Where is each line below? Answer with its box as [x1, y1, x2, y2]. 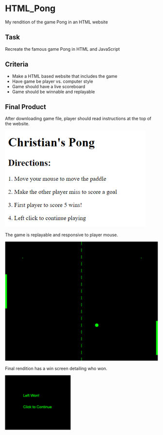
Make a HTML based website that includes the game [12, 73, 117, 79]
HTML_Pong [5, 3, 56, 14]
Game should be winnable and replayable [12, 89, 95, 95]
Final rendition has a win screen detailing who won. [5, 365, 108, 371]
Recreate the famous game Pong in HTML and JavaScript [5, 46, 120, 52]
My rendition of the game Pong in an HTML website [5, 19, 108, 25]
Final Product [5, 103, 46, 111]
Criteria [5, 60, 29, 69]
